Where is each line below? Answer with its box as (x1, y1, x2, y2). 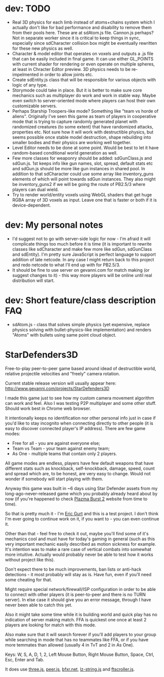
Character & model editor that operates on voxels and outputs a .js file (12, 50, 154, 57)
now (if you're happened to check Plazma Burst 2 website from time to (5, 495, 148, 502)
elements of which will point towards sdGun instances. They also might (12, 176, 156, 182)
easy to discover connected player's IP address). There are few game (5, 425, 146, 431)
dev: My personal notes (5, 219, 103, 231)
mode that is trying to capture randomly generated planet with (12, 119, 138, 124)
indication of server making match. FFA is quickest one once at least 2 (5, 616, 147, 622)
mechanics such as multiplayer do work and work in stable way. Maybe (12, 92, 156, 98)
